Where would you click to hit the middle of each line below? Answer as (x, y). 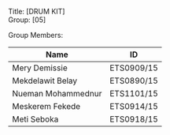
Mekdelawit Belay (45, 81)
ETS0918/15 (134, 119)
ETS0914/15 (134, 106)
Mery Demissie (40, 68)
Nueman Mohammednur (57, 94)
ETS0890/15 (134, 81)
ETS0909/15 (134, 68)
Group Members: (36, 35)
